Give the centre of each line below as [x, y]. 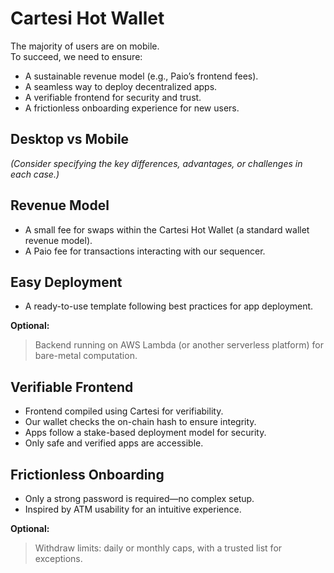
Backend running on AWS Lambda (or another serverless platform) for [179, 345]
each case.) [35, 174]
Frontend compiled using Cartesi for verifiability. [124, 411]
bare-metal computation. [86, 356]
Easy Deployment [66, 282]
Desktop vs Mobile [70, 139]
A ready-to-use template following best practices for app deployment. [169, 306]
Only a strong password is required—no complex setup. [139, 498]
